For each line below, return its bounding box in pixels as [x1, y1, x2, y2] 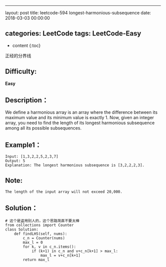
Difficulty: [5, 67, 37, 76]
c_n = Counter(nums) [23, 235, 65, 240]
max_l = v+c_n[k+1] [40, 253, 81, 258]
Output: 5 [5, 159, 26, 164]
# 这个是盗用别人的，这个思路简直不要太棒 [5, 218, 80, 223]
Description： [5, 96, 48, 104]
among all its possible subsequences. [5, 125, 82, 131]
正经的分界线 [5, 52, 31, 58]
